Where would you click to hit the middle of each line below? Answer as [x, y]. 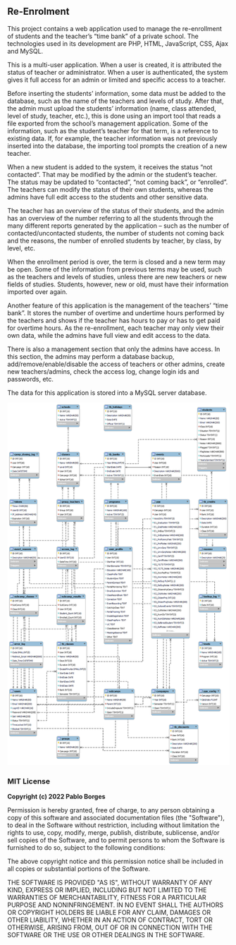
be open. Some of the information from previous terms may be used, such [115, 269]
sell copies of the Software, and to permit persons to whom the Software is [116, 840]
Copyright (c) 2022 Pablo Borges [56, 797]
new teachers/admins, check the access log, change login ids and [103, 371]
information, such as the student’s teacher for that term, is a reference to [113, 130]
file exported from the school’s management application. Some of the [108, 123]
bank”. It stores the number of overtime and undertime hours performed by [116, 312]
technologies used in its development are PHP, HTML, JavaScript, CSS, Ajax [118, 43]
